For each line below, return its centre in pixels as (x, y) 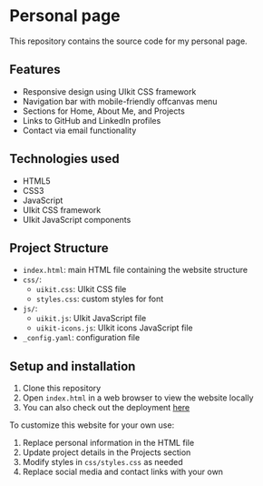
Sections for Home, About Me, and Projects (104, 111)
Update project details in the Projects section (107, 452)
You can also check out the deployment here (106, 408)
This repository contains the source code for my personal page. (128, 41)
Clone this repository (62, 389)
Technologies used (64, 159)
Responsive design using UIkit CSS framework (109, 91)
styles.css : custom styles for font (100, 299)
